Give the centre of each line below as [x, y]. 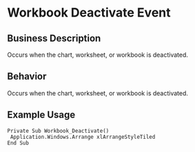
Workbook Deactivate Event [89, 13]
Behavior [27, 76]
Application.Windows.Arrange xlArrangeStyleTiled [83, 137]
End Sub [18, 143]
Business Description [54, 38]
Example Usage [41, 115]
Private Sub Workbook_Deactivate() [58, 131]
